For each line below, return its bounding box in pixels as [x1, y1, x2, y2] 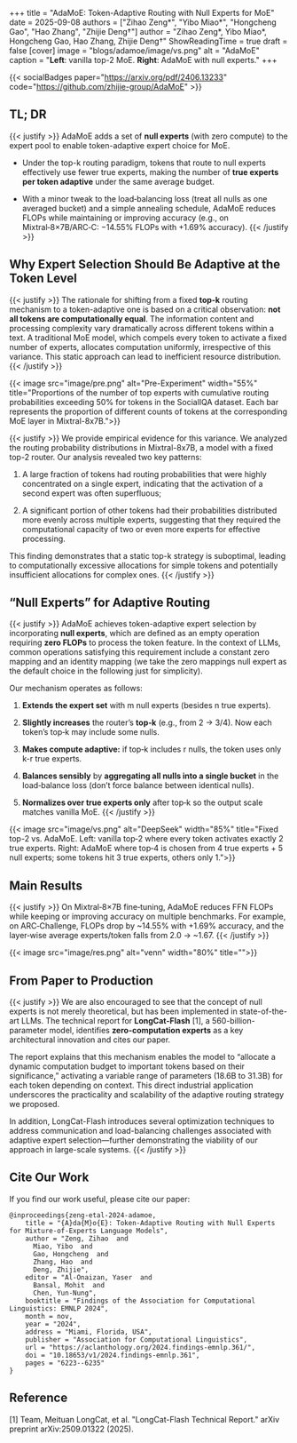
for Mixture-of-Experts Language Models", [9, 1226, 168, 1235]
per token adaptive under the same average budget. [21, 176, 215, 187]
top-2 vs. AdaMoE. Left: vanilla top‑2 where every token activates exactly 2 [9, 833, 284, 844]
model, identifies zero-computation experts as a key [48, 1025, 244, 1036]
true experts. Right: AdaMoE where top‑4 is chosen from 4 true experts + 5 [9, 843, 284, 854]
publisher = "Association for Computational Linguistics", [25, 1335, 248, 1344]
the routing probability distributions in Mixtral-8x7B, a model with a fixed [9, 442, 274, 452]
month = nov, [25, 1311, 74, 1320]
